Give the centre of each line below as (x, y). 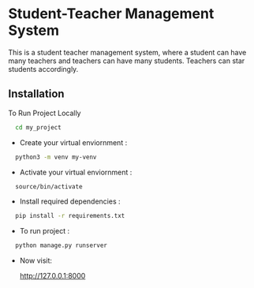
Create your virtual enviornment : (73, 142)
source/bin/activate (49, 186)
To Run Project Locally (45, 113)
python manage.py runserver (62, 245)
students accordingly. (43, 69)
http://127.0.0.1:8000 (52, 276)
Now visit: (36, 260)
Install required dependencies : (70, 201)
